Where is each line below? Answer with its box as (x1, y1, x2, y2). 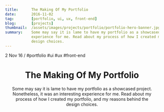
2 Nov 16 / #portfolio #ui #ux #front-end (5, 52, 85, 58)
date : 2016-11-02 (5, 12, 54, 17)
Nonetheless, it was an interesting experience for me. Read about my (12, 91, 152, 97)
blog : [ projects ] (5, 21, 54, 26)
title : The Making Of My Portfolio (5, 7, 89, 12)
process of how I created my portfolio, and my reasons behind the (15, 96, 149, 102)
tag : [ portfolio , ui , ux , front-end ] (5, 16, 97, 21)
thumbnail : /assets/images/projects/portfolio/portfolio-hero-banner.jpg (5, 25, 161, 30)
